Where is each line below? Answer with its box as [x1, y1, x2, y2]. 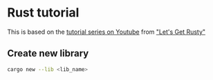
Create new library [7, 48, 89, 59]
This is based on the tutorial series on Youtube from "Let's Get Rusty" [7, 28, 206, 36]
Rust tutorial [7, 5, 80, 21]
